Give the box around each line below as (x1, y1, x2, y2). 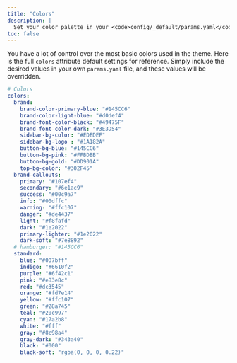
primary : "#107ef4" (20, 178, 78, 185)
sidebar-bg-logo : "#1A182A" (20, 139, 106, 146)
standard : (13, 250, 42, 258)
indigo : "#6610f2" (20, 263, 74, 270)
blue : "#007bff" (20, 257, 68, 264)
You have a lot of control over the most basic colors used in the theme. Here (7, 50, 229, 58)
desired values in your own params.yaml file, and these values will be (7, 64, 206, 73)
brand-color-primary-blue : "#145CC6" (20, 105, 131, 113)
